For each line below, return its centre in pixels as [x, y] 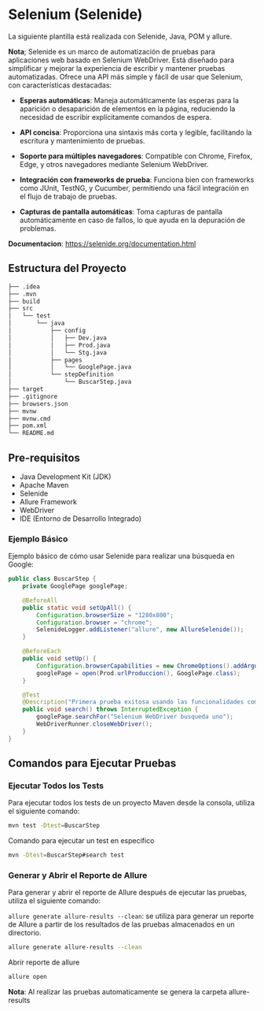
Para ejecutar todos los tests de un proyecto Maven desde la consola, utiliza [132, 803]
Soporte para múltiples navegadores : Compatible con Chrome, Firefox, [136, 156]
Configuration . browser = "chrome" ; [95, 623]
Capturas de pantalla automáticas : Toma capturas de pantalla [121, 211]
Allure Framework [48, 501]
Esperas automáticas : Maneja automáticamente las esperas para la [129, 100]
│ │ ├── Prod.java [59, 345]
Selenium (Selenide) [75, 15]
